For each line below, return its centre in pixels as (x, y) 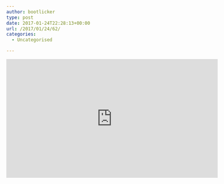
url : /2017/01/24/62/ (34, 29)
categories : (21, 34)
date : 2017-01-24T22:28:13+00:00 (48, 23)
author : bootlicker (31, 12)
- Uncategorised (32, 40)
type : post (20, 17)
